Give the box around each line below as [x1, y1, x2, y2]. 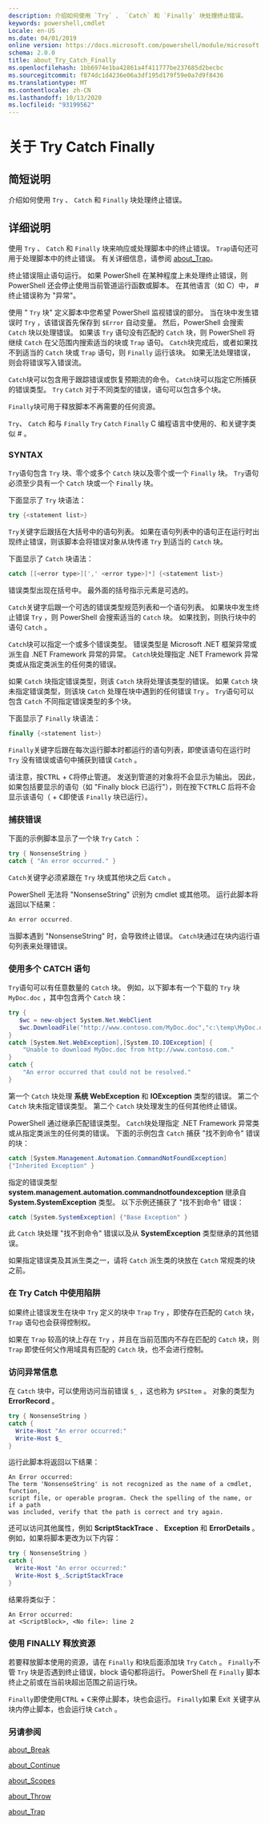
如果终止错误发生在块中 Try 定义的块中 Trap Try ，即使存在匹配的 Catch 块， [8, 1307, 259, 1317]
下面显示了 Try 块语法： [8, 496, 86, 505]
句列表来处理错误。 [8, 941, 72, 950]
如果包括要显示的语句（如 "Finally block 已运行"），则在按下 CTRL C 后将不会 [8, 781, 256, 791]
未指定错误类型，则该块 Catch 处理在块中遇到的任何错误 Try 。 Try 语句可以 [8, 686, 255, 696]
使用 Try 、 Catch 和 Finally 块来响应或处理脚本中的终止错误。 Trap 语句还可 [8, 243, 259, 253]
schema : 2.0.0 [8, 49, 56, 57]
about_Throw [8, 1791, 52, 1802]
